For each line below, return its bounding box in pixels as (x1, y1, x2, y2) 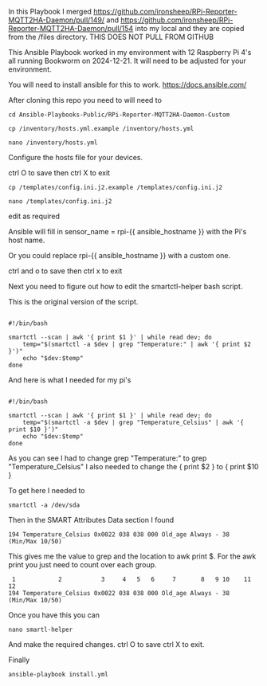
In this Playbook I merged (8, 7, 92, 16)
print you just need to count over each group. (8, 560, 157, 569)
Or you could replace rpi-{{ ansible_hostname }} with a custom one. (8, 251, 231, 260)
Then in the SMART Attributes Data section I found (8, 515, 175, 524)
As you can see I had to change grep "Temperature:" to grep (8, 453, 207, 463)
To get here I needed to (8, 486, 85, 495)
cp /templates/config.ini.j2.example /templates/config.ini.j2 (8, 183, 223, 191)
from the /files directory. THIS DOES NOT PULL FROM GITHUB (8, 32, 214, 41)
